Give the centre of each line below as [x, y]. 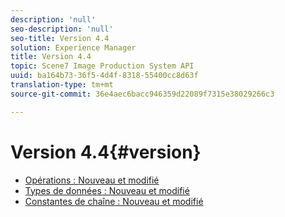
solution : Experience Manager [73, 47]
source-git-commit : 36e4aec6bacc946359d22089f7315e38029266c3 [142, 94]
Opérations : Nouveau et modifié [92, 180]
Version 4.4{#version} [106, 152]
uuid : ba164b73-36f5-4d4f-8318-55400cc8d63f [104, 76]
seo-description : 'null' [62, 29]
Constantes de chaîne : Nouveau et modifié [114, 201]
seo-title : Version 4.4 [60, 38]
